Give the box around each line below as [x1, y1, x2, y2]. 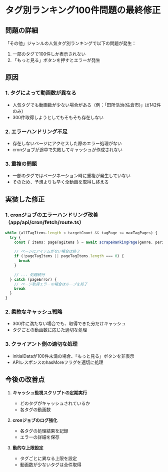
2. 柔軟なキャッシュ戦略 [5, 308, 62, 315]
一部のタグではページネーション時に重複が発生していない [12, 173, 131, 179]
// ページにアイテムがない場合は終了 [14, 249, 80, 254]
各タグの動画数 [19, 406, 51, 412]
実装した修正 [5, 195, 45, 203]
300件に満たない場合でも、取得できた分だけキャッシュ [12, 321, 126, 327]
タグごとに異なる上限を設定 [19, 455, 77, 461]
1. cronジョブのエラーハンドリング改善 [5, 211, 98, 218]
